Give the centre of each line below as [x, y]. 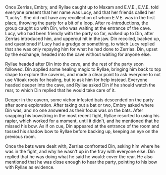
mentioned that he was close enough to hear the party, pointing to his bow [81, 162]
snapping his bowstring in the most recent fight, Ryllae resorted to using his [82, 115]
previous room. [21, 136]
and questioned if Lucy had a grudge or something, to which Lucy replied [80, 44]
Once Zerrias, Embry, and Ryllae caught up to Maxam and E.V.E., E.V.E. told [82, 7]
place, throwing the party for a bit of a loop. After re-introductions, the [77, 23]
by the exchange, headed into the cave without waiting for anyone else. [78, 54]
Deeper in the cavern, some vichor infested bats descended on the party [80, 100]
